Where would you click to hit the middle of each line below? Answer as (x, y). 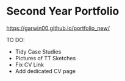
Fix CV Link (30, 65)
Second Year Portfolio (63, 11)
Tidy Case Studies (38, 51)
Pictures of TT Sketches (45, 58)
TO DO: (16, 40)
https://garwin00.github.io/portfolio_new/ (58, 28)
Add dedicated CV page (45, 71)
